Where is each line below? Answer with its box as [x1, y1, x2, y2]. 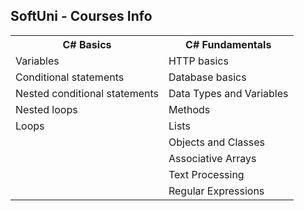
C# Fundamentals [185, 37, 272, 51]
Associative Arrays [168, 151, 257, 165]
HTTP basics [168, 54, 229, 68]
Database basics [168, 70, 247, 84]
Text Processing [168, 167, 245, 181]
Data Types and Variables [168, 86, 289, 100]
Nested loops [15, 102, 78, 116]
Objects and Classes [168, 135, 265, 149]
